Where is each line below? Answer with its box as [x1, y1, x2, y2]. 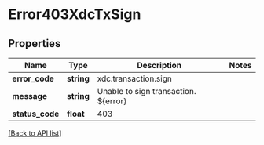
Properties [8, 37, 61, 50]
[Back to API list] [8, 129, 62, 138]
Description [137, 60, 182, 71]
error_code [12, 73, 55, 84]
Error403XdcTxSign [8, 5, 141, 24]
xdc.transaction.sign [97, 73, 173, 84]
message [12, 91, 47, 101]
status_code [12, 108, 60, 119]
